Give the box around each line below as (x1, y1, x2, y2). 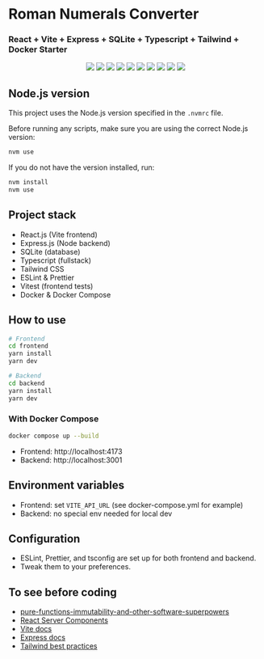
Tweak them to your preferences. (19, 562, 132, 572)
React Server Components (19, 615, 109, 625)
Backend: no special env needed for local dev (19, 509, 173, 518)
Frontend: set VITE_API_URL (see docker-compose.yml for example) (19, 500, 244, 509)
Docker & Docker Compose (19, 289, 111, 299)
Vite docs (19, 624, 52, 634)
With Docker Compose (8, 413, 99, 425)
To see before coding (8, 585, 117, 599)
